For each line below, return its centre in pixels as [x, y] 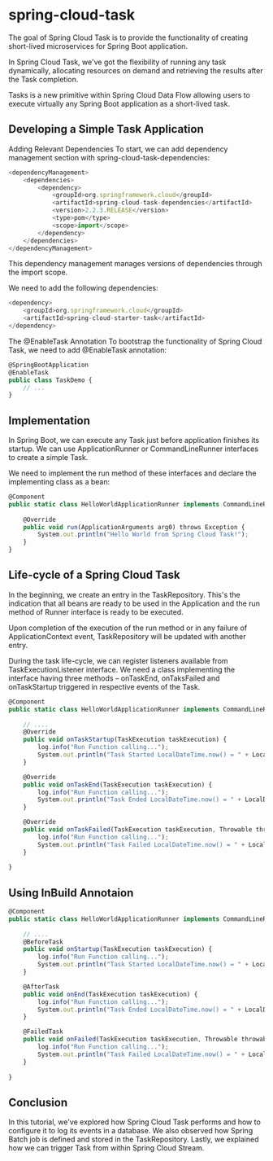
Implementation [50, 421]
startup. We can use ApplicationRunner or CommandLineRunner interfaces [133, 449]
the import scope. [38, 272]
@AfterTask [41, 987]
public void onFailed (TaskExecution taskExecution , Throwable [130, 1040]
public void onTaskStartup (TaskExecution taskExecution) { [125, 740]
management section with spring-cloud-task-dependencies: [109, 157]
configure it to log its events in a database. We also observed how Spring [131, 1131]
